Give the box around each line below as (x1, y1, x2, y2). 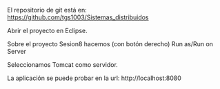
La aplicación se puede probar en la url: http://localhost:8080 (7, 74, 181, 82)
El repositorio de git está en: (7, 6, 88, 14)
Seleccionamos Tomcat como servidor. (7, 61, 119, 68)
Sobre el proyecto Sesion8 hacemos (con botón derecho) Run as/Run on (7, 40, 214, 48)
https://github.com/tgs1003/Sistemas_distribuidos (7, 13, 150, 21)
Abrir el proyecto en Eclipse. (7, 27, 88, 34)
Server (7, 48, 26, 55)
